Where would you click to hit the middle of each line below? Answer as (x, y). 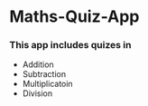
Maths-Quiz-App (74, 17)
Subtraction (44, 74)
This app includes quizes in (70, 45)
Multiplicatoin (48, 84)
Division (37, 93)
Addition (38, 64)
